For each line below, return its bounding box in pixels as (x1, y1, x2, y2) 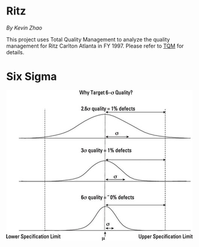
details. (6, 48, 25, 55)
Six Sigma (6, 70, 57, 84)
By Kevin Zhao (6, 24, 43, 31)
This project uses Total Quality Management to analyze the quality (6, 36, 170, 43)
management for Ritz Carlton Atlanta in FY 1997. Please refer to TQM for (6, 42, 185, 49)
